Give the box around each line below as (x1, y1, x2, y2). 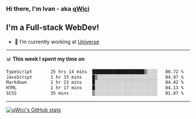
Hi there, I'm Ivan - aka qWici (6, 5, 89, 13)
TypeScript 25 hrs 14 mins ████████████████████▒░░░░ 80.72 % (6, 69, 184, 75)
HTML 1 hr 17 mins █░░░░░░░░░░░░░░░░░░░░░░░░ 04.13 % (6, 85, 184, 91)
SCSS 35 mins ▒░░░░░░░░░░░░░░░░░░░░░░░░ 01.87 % (6, 90, 184, 96)
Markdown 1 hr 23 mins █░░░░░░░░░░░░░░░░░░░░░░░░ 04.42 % (6, 79, 184, 86)
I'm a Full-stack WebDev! (6, 23, 99, 33)
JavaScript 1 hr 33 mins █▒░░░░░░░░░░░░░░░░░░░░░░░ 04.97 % (6, 74, 184, 80)
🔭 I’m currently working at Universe (14, 38, 100, 45)
